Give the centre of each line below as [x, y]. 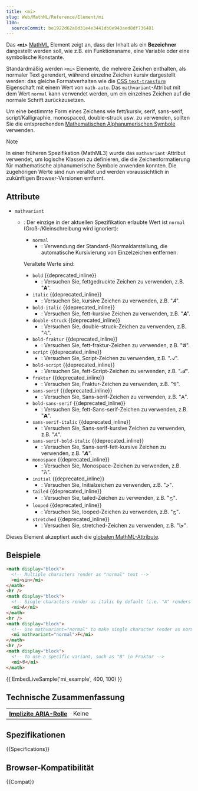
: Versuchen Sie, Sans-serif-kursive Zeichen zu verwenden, [113, 429]
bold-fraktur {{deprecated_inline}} [75, 339]
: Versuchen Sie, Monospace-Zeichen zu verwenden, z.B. [111, 466]
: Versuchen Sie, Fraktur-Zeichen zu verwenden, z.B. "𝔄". [110, 384]
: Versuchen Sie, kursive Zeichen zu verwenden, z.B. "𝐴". [110, 301]
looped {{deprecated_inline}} [67, 505]
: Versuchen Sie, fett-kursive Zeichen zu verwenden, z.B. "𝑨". [115, 314]
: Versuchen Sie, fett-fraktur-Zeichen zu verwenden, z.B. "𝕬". [115, 345]
